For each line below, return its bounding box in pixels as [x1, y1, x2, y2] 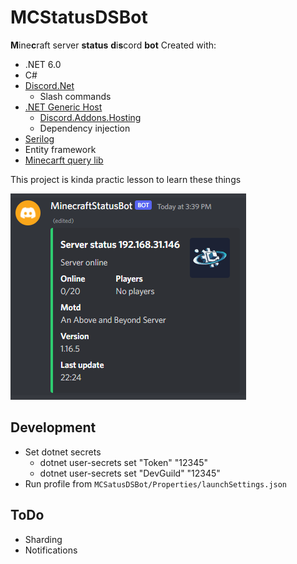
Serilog [24, 132, 55, 145]
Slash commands [39, 90, 112, 102]
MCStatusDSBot [10, 6, 148, 29]
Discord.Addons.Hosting [39, 111, 142, 123]
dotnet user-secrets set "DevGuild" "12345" [39, 467, 221, 479]
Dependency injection [39, 122, 131, 134]
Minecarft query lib [24, 154, 104, 166]
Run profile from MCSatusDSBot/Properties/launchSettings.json [24, 477, 288, 490]
